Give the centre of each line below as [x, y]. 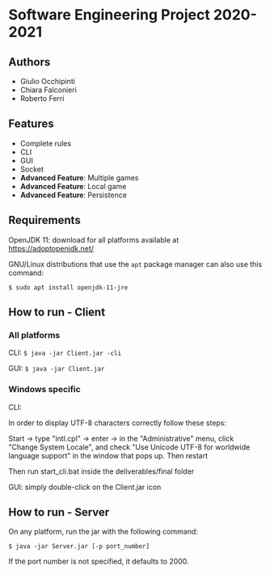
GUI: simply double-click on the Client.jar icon [85, 487]
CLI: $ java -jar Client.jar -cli [65, 352]
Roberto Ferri [42, 98]
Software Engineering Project [109, 15]
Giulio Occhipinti [47, 81]
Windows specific [44, 390]
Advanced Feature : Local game [73, 186]
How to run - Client [57, 312]
